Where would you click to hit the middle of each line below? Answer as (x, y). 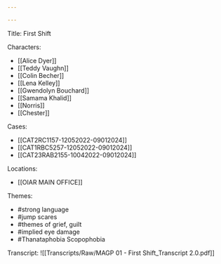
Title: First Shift (29, 33)
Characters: (24, 47)
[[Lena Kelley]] (39, 83)
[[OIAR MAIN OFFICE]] (50, 182)
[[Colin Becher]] (41, 75)
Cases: (18, 126)
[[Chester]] (34, 112)
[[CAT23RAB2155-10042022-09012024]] (77, 154)
